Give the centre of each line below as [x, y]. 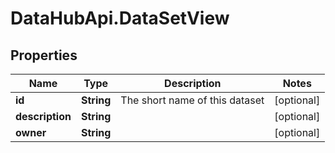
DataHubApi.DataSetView [120, 18]
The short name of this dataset [192, 100]
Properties [44, 55]
